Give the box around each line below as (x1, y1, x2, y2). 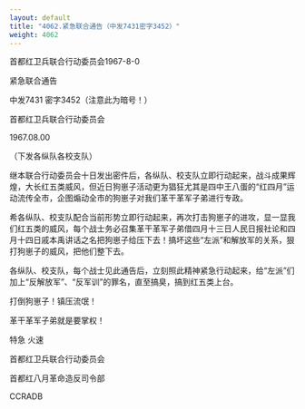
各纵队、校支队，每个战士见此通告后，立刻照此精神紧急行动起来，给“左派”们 (9, 265, 295, 277)
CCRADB (9, 391, 44, 402)
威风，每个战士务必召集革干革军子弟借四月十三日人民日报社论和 (48, 223, 288, 234)
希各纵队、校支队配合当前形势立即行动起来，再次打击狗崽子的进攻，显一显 (9, 212, 288, 223)
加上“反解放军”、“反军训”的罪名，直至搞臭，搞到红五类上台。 (9, 277, 239, 287)
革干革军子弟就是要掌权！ (9, 315, 105, 326)
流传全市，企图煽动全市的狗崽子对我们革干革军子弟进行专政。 (16, 192, 248, 204)
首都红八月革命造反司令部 (9, 373, 105, 384)
